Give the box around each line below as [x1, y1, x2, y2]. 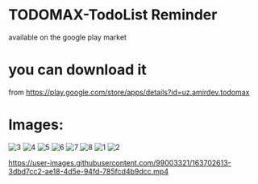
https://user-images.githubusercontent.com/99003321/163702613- [8, 157, 231, 167]
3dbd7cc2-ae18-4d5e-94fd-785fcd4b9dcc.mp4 [8, 166, 169, 176]
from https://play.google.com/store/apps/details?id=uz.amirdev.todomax [8, 87, 250, 97]
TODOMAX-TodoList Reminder [8, 6, 218, 24]
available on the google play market [8, 32, 127, 42]
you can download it [8, 61, 147, 79]
